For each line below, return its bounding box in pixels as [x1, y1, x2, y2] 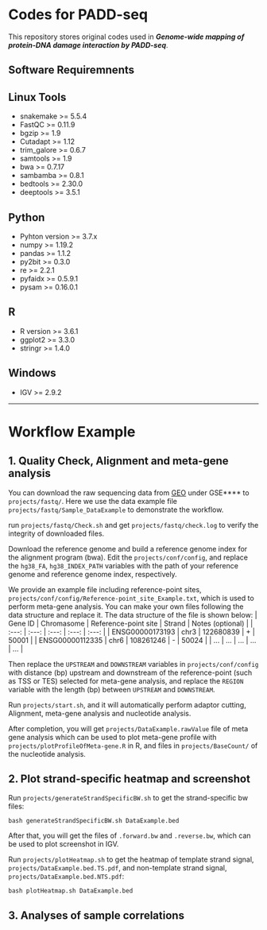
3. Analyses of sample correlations [8, 909, 185, 922]
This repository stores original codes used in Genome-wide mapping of [8, 32, 245, 41]
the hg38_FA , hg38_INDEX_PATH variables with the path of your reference [8, 560, 238, 570]
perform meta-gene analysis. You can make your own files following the [8, 602, 244, 611]
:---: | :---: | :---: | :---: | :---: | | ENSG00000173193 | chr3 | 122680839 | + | [8, 626, 256, 637]
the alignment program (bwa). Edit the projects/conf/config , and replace [8, 552, 249, 562]
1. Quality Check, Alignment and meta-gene [8, 455, 229, 468]
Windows [8, 366, 56, 380]
